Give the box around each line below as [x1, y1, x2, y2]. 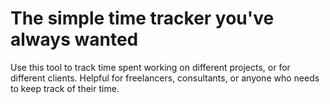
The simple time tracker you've [10, 7, 275, 30]
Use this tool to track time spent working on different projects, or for [10, 61, 291, 73]
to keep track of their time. [10, 82, 120, 94]
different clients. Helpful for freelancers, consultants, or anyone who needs [10, 72, 320, 84]
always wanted [10, 28, 139, 51]
